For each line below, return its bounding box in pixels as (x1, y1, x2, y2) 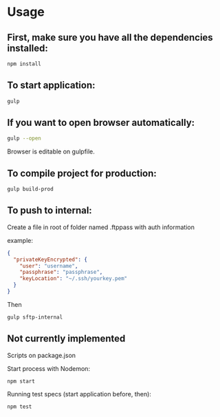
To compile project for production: (7, 167, 157, 179)
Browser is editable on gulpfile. (7, 147, 95, 156)
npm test (7, 403, 32, 410)
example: (7, 236, 33, 244)
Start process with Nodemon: (7, 364, 91, 372)
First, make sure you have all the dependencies (7, 32, 213, 43)
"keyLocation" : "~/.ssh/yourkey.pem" (19, 275, 128, 282)
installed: (7, 42, 48, 54)
